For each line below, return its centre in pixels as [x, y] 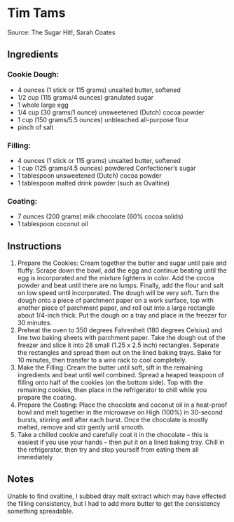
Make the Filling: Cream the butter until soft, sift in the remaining [110, 367]
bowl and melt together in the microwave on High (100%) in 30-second [120, 412]
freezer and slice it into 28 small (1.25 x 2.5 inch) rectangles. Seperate [118, 345]
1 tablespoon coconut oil [53, 224]
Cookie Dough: [33, 74]
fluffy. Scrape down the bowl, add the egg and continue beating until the [122, 270]
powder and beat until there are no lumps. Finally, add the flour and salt [121, 285]
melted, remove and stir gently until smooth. [81, 427]
